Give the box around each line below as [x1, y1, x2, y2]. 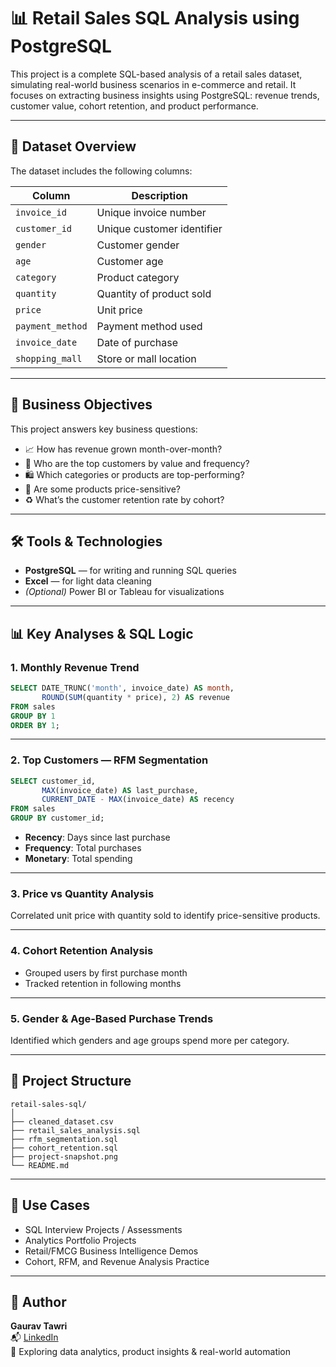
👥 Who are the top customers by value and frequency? [24, 457, 250, 469]
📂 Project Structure [10, 1073, 132, 1090]
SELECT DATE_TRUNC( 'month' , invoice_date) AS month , [10, 683, 235, 694]
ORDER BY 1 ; [10, 720, 60, 730]
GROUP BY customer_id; [10, 813, 105, 824]
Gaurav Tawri [10, 1320, 68, 1332]
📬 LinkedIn [10, 1331, 59, 1344]
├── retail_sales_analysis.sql [10, 1125, 141, 1135]
